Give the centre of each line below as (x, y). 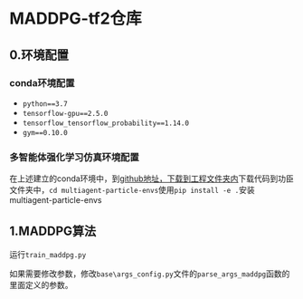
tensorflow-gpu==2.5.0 (65, 113)
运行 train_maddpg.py (48, 254)
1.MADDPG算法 (53, 231)
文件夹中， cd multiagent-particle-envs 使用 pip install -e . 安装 (132, 190)
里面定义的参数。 (41, 285)
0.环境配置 (39, 55)
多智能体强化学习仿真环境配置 (75, 157)
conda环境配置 (42, 82)
